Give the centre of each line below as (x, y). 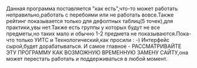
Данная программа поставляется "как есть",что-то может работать (92, 9)
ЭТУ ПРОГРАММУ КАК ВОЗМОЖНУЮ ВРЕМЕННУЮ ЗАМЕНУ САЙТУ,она (97, 52)
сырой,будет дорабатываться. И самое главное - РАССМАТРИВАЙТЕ (94, 46)
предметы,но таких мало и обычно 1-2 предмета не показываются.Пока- (99, 34)
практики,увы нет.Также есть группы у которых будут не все (83, 27)
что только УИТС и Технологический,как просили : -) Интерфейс (88, 40)
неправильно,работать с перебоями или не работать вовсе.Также (90, 15)
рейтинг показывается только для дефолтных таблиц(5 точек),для (90, 21)
